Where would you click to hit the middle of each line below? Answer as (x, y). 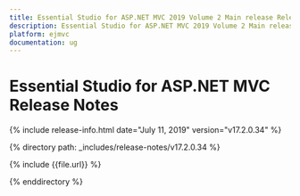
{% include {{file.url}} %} (55, 165)
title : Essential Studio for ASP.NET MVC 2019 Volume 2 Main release (142, 17)
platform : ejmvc (39, 34)
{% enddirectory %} (46, 182)
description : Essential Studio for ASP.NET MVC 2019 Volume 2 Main (137, 26)
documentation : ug (43, 42)
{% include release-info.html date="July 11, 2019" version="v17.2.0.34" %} (146, 130)
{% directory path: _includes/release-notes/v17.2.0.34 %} (115, 147)
